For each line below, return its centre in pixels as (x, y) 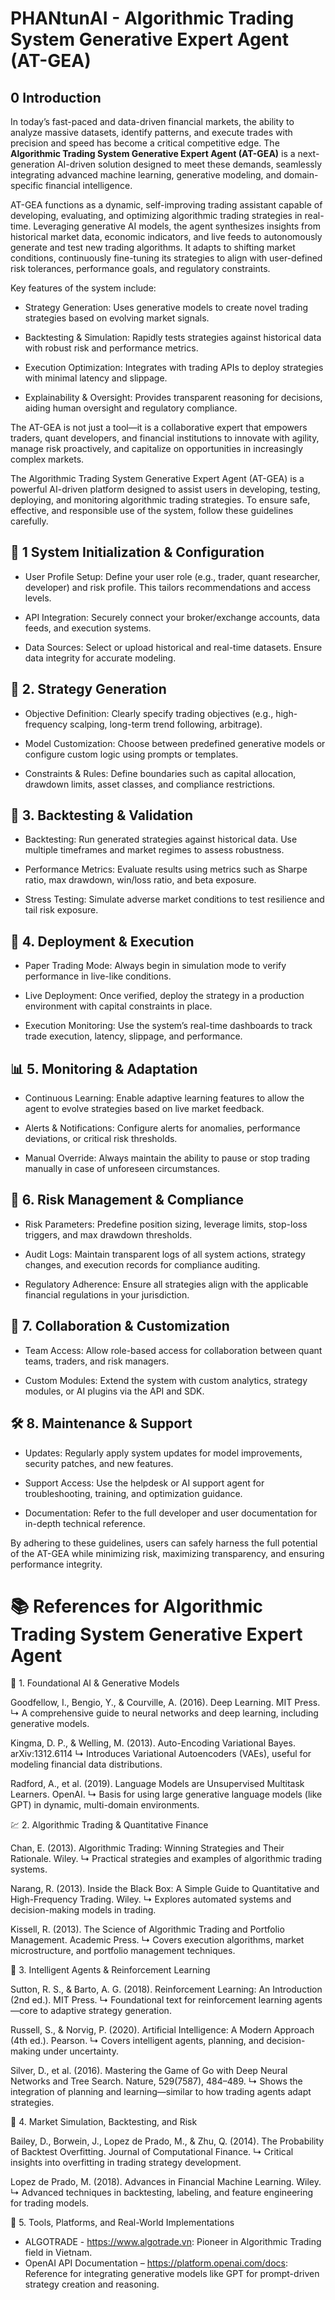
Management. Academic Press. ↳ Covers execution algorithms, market (157, 1940)
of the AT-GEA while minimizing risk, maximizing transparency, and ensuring (167, 1553)
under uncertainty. (80, 2051)
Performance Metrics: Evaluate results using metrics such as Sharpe (166, 869)
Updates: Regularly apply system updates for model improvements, (163, 1453)
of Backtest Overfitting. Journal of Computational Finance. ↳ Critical (152, 2152)
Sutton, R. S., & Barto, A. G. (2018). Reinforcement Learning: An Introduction (166, 1989)
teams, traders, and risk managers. (97, 1361)
